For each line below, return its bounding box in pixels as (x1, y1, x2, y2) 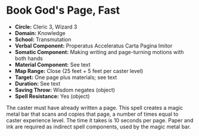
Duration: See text (14, 80, 61, 87)
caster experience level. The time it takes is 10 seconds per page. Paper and (6, 116, 194, 124)
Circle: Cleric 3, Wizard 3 (14, 23, 77, 30)
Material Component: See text (14, 61, 91, 68)
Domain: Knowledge (14, 29, 66, 36)
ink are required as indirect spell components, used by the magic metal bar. (6, 123, 191, 130)
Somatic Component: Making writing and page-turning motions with (14, 48, 184, 55)
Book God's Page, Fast (6, 4, 120, 17)
